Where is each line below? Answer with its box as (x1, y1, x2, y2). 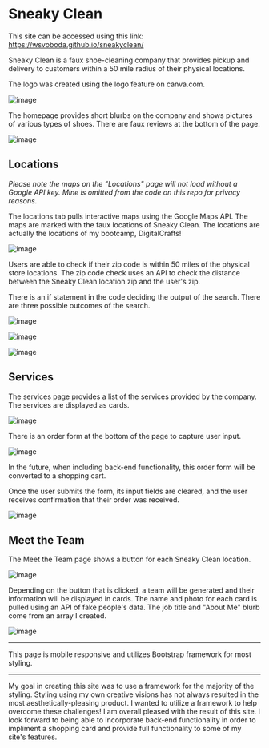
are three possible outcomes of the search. (8, 300, 151, 310)
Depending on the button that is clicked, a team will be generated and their (8, 585, 255, 595)
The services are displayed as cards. (8, 400, 130, 409)
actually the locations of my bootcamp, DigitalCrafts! (8, 228, 182, 238)
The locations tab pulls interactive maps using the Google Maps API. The (8, 211, 248, 221)
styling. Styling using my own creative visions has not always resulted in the (8, 690, 259, 699)
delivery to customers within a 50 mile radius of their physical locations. (8, 63, 246, 73)
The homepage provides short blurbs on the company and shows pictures (8, 110, 253, 120)
